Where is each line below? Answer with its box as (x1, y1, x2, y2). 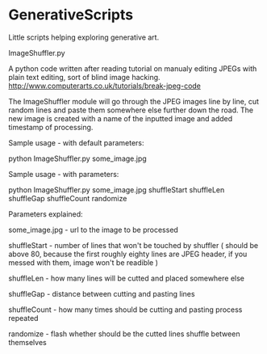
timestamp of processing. (8, 122, 94, 132)
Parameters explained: (8, 209, 83, 219)
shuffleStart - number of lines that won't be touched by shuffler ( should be (8, 240, 259, 250)
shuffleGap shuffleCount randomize (8, 193, 127, 203)
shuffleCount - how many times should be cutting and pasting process (8, 305, 243, 314)
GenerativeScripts (8, 6, 134, 24)
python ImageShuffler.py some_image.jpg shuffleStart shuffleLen (8, 184, 225, 195)
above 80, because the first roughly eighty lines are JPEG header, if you (8, 249, 248, 259)
